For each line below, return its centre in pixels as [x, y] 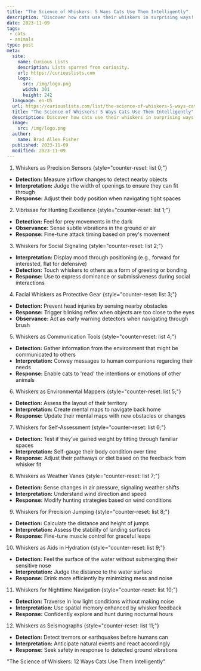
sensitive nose [33, 565]
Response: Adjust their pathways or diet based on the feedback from [101, 458]
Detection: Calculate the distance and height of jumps [82, 523]
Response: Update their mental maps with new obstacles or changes [101, 415]
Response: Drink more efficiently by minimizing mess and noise [94, 578]
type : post [20, 45]
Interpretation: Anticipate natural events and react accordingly [93, 644]
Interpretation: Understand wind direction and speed [81, 494]
